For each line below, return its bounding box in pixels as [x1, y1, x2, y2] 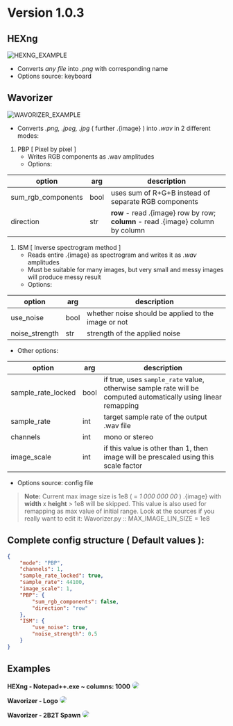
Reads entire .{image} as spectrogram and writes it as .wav [27, 251, 197, 259]
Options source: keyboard [17, 72, 92, 80]
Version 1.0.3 [7, 5, 85, 21]
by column [110, 225, 146, 235]
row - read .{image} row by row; [110, 207, 216, 217]
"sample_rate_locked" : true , [19, 572, 104, 579]
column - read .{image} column [110, 216, 215, 226]
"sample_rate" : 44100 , [19, 579, 85, 586]
